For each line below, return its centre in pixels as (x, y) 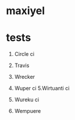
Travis (22, 65)
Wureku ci (27, 100)
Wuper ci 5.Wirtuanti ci (42, 88)
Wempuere (28, 111)
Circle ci (24, 54)
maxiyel (26, 11)
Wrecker (25, 77)
